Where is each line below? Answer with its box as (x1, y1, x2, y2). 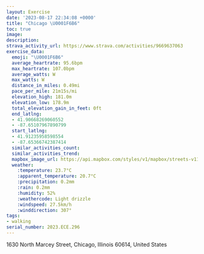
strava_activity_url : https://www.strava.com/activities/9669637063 (6, 43, 183, 49)
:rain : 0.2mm (17, 185, 50, 191)
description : (6, 37, 39, 43)
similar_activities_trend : (12, 150, 80, 157)
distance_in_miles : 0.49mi (12, 83, 80, 89)
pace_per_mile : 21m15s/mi (12, 88, 78, 94)
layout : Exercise (6, 9, 50, 15)
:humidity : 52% (17, 190, 56, 196)
